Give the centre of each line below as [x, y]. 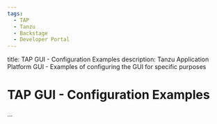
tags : [15, 14]
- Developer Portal [42, 40]
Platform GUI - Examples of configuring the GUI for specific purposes [107, 67]
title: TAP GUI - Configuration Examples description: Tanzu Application [108, 59]
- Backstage [31, 33]
